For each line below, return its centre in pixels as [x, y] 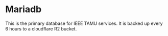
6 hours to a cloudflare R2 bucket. [41, 28]
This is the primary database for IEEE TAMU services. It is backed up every [84, 23]
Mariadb [23, 9]
